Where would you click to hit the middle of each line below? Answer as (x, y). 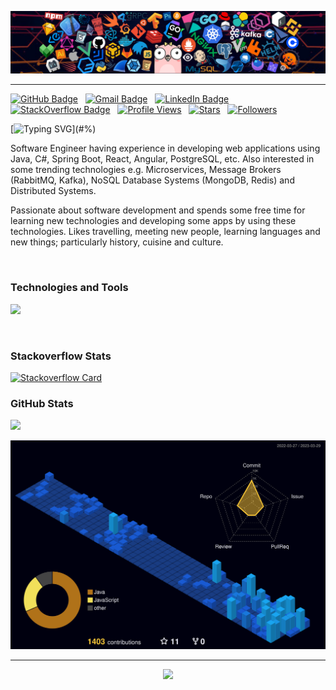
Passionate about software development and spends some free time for (158, 210)
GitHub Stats (42, 403)
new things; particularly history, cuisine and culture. (117, 242)
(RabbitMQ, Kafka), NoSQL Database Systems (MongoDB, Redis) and (152, 180)
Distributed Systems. (53, 191)
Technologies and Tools (69, 288)
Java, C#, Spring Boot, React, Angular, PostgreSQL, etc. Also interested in (162, 159)
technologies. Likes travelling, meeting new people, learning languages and (165, 232)
